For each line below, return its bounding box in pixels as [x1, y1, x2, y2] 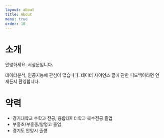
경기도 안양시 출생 [12, 128, 47, 134]
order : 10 [5, 21, 26, 26]
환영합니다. [18, 78, 40, 85]
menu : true [5, 16, 28, 21]
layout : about [5, 7, 35, 12]
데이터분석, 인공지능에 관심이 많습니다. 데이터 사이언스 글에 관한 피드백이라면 [5, 72, 155, 78]
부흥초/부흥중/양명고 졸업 [12, 122, 61, 128]
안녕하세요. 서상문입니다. [5, 62, 53, 68]
